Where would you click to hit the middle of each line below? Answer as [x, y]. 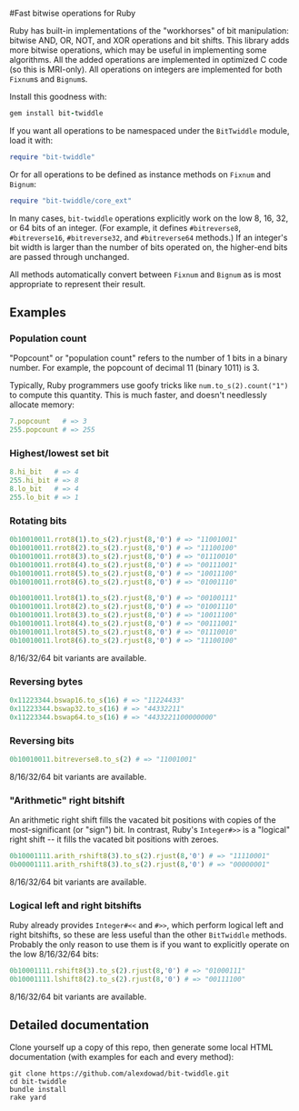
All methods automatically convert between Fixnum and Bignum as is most [145, 274]
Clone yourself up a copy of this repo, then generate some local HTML [141, 1047]
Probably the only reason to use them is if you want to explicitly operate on [149, 945]
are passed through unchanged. [70, 256]
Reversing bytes [46, 681]
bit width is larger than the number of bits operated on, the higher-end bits [149, 247]
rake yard [28, 1097]
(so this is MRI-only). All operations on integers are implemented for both [146, 69]
